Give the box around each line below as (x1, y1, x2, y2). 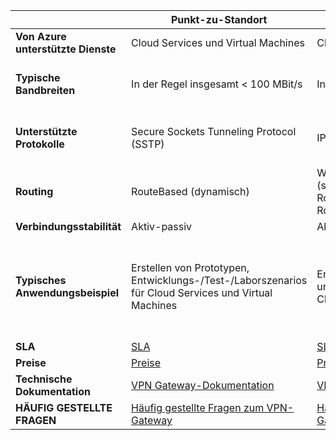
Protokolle (15, 137, 65, 151)
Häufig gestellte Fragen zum (131, 401, 265, 414)
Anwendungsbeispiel (15, 286, 120, 299)
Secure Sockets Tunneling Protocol (131, 125, 297, 138)
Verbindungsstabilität (15, 220, 122, 233)
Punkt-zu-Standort (170, 13, 268, 26)
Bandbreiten (15, 84, 76, 97)
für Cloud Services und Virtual (131, 286, 273, 299)
